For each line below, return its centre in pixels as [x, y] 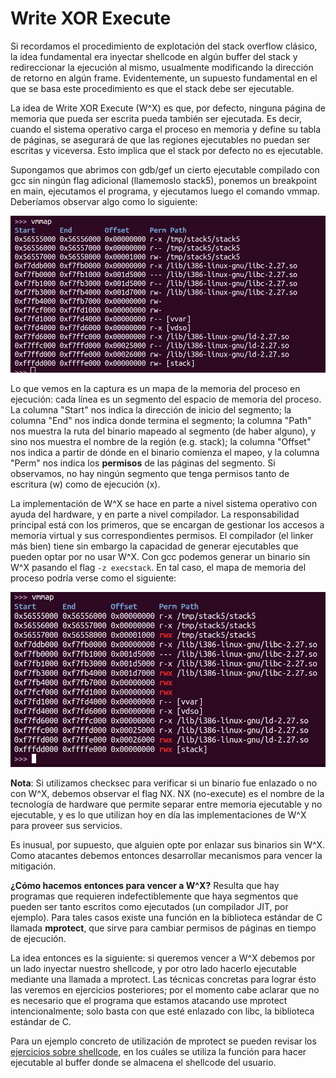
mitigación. [33, 866]
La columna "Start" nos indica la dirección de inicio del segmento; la [151, 410]
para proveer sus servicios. [66, 825]
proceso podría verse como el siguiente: [93, 578]
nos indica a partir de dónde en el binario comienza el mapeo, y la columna [165, 453]
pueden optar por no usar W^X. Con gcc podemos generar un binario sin [160, 557]
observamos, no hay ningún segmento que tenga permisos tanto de [150, 474]
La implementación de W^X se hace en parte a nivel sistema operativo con [164, 504]
